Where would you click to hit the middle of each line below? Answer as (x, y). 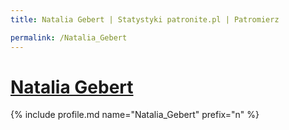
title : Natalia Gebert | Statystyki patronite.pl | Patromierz (145, 19)
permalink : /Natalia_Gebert (69, 37)
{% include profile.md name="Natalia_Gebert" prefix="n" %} (135, 115)
